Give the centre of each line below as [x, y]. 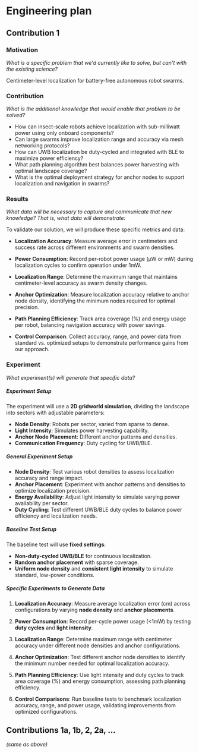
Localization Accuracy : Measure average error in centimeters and [96, 241]
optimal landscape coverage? [51, 171]
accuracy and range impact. [49, 478]
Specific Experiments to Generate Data [56, 588]
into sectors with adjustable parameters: [56, 412]
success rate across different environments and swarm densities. [95, 247]
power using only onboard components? [64, 133]
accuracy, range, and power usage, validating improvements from [95, 705]
